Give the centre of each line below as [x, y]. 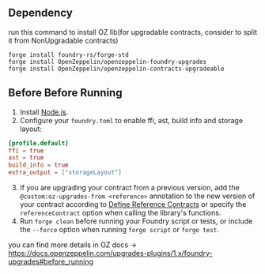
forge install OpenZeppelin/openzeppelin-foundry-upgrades [108, 62]
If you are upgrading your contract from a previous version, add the [129, 188]
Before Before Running [65, 93]
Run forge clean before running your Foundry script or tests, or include [136, 221]
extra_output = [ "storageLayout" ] [65, 173]
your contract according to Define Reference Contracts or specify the [133, 204]
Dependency [40, 13]
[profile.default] [38, 143]
